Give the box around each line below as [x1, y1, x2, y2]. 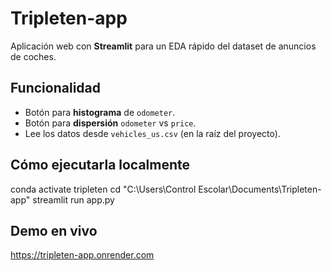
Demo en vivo [10, 222, 98, 239]
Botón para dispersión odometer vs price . [24, 117, 197, 129]
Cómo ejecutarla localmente [10, 157, 191, 174]
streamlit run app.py [32, 193, 115, 206]
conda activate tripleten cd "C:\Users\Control [10, 183, 197, 195]
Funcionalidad [10, 80, 102, 97]
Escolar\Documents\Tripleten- [198, 183, 322, 195]
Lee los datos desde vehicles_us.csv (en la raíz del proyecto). [24, 127, 281, 139]
